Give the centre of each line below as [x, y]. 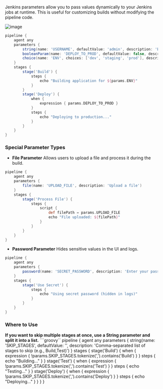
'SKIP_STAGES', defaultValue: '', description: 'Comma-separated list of [75, 346]
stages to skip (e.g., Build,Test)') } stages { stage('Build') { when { [71, 351]
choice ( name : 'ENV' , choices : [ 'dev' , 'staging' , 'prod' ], [83, 58]
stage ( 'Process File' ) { [48, 199]
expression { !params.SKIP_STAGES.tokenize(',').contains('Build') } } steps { [80, 356]
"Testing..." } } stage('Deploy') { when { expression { [57, 372]
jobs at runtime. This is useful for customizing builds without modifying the [80, 12]
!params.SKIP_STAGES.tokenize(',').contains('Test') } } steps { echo [72, 366]
